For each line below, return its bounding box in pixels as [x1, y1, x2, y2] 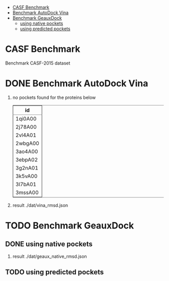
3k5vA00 [15, 173, 38, 180]
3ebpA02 [15, 156, 38, 163]
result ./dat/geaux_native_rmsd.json [12, 253, 87, 259]
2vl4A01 [15, 131, 37, 138]
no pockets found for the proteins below [12, 94, 96, 100]
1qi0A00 [15, 115, 37, 122]
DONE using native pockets [5, 240, 93, 249]
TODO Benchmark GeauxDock [5, 220, 134, 232]
